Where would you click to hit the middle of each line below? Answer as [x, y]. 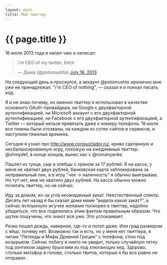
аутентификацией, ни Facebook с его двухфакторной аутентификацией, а [84, 118]
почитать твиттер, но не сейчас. [40, 185]
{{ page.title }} [36, 39]
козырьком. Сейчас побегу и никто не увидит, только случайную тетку [81, 242]
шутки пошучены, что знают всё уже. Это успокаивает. [64, 216]
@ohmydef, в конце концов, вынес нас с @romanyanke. [64, 154]
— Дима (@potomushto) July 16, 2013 [57, 72]
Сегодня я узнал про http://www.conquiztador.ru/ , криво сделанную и [79, 144]
